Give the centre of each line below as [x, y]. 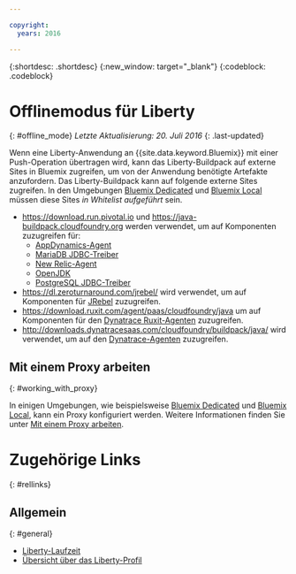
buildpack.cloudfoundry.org [72, 226]
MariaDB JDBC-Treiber [77, 255]
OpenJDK [53, 273]
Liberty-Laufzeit [51, 551]
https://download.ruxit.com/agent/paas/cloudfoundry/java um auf [141, 311]
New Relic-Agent [66, 264]
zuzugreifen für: [51, 236]
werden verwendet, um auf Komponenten [201, 226]
